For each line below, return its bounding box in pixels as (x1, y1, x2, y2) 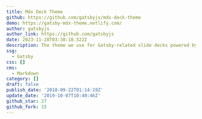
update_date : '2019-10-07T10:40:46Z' (6, 93, 101, 99)
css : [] (6, 59, 26, 65)
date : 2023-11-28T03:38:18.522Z (6, 37, 87, 43)
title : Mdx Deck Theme (6, 8, 63, 15)
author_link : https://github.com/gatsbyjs (6, 31, 114, 37)
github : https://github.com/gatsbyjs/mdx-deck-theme (6, 14, 141, 20)
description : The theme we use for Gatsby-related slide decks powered (6, 43, 189, 49)
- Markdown (11, 70, 39, 76)
